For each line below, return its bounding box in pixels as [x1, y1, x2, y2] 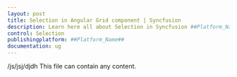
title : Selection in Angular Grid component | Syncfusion [7, 17, 181, 24]
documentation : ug [7, 43, 61, 50]
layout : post [7, 10, 46, 17]
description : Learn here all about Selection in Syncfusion [7, 23, 188, 30]
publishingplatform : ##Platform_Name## [7, 36, 125, 43]
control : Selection [7, 29, 65, 37]
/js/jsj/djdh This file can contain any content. [7, 62, 136, 70]
